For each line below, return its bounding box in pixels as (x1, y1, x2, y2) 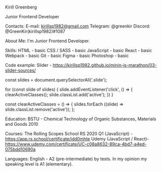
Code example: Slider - (5, 62, 52, 68)
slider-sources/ (5, 67, 36, 73)
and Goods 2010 (5, 121, 38, 127)
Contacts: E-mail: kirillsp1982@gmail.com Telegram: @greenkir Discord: (5, 23, 151, 29)
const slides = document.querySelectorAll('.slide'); (5, 77, 108, 83)
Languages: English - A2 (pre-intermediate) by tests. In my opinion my (5, 156, 147, 162)
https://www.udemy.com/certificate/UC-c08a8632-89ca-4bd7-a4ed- (5, 141, 147, 147)
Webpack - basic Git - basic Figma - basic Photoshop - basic (5, 53, 129, 58)
